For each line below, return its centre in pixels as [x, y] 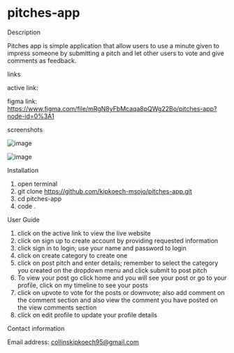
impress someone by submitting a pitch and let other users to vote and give [116, 53]
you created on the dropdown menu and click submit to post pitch [112, 270]
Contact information [36, 328]
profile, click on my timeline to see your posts [83, 285]
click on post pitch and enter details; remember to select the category [118, 263]
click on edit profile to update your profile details [87, 315]
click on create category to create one [72, 255]
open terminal [37, 184]
